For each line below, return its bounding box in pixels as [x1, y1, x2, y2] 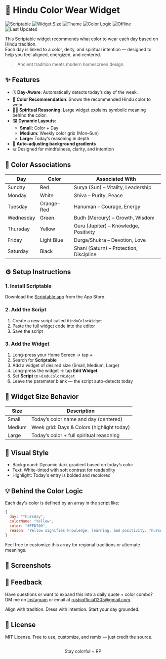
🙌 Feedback [5, 578, 42, 586]
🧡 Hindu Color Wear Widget [5, 4, 120, 16]
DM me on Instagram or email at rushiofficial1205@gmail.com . [5, 596, 132, 602]
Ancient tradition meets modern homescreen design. [17, 61, 125, 67]
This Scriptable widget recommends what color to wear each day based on [5, 36, 158, 42]
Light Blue [40, 236, 63, 243]
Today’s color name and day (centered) [31, 416, 123, 423]
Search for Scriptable [12, 357, 57, 363]
